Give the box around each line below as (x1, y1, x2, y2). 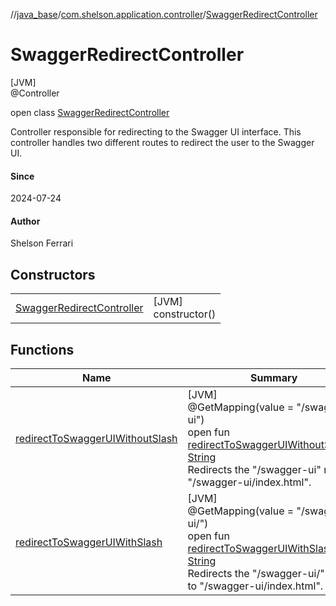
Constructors (10, 266, 96, 283)
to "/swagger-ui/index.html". (187, 579, 324, 593)
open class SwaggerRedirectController (10, 106, 170, 118)
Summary (250, 370, 298, 384)
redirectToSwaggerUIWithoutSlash (15, 431, 178, 445)
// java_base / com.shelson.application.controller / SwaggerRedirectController (10, 9, 318, 20)
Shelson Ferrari (10, 237, 74, 249)
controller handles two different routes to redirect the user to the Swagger (10, 136, 315, 148)
